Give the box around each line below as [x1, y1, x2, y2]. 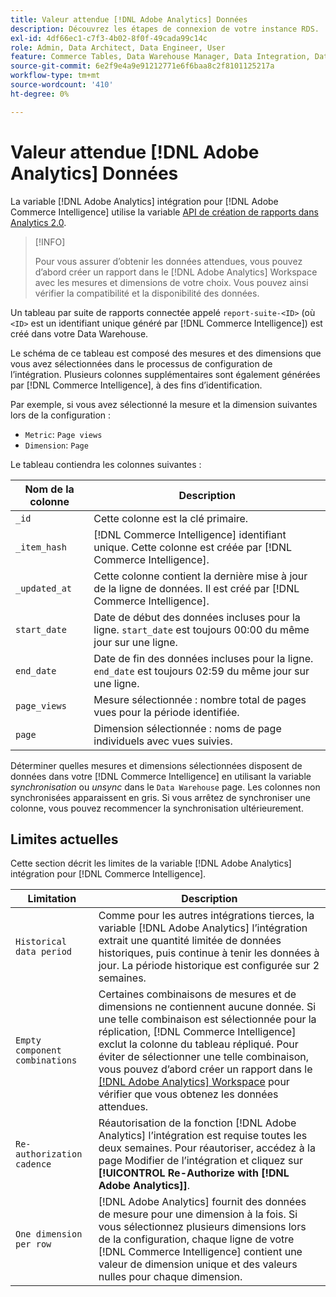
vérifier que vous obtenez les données [98, 1087, 279, 1101]
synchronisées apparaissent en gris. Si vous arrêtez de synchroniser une [10, 791, 311, 803]
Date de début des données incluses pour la [93, 610, 301, 624]
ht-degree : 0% [10, 89, 70, 99]
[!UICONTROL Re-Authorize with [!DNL [98, 1166, 290, 1180]
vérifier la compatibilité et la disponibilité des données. [34, 287, 260, 299]
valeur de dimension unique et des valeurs [98, 1257, 298, 1271]
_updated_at [15, 582, 73, 594]
